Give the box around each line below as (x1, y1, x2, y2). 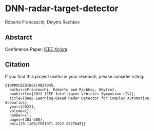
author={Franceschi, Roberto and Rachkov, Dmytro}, (9, 87, 117, 92)
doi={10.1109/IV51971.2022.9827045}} (9, 121, 86, 126)
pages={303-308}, (9, 117, 45, 122)
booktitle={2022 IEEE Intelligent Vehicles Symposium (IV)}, (9, 91, 136, 96)
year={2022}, (9, 104, 36, 109)
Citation (5, 61, 30, 69)
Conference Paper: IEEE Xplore (5, 46, 68, 52)
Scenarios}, (5, 100, 29, 105)
